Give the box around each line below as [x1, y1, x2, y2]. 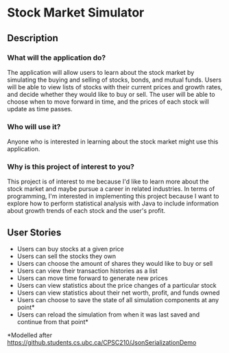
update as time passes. [7, 104, 73, 113]
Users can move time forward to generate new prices [16, 274, 168, 282]
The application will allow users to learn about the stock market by [7, 68, 195, 76]
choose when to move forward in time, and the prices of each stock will [7, 98, 209, 106]
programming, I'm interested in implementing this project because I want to [7, 192, 219, 201]
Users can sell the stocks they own [16, 252, 117, 260]
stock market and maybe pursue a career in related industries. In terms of [7, 185, 215, 193]
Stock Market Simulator [7, 5, 145, 21]
